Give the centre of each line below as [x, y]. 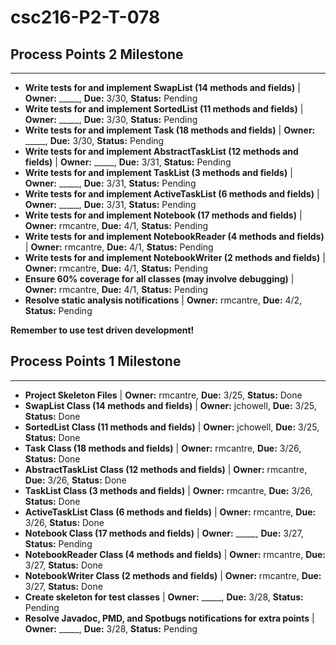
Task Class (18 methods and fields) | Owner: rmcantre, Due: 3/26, [163, 448]
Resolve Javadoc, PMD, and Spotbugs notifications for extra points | [169, 618]
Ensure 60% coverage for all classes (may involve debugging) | [159, 279]
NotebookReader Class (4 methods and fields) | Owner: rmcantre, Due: [175, 554]
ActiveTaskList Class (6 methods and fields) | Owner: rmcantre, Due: [170, 512]
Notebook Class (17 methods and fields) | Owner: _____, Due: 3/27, [164, 533]
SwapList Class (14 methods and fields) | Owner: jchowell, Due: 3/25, [170, 405]
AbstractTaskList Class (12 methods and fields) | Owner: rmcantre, [166, 469]
